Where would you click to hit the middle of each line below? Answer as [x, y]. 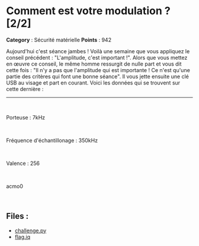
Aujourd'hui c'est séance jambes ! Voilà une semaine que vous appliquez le [98, 51]
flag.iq [23, 237]
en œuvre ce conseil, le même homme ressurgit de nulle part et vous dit [94, 64]
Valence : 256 [23, 163]
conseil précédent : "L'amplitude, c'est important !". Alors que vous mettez [97, 57]
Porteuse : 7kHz [26, 117]
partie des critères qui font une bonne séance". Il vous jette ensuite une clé [98, 76]
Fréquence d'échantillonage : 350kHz [52, 140]
